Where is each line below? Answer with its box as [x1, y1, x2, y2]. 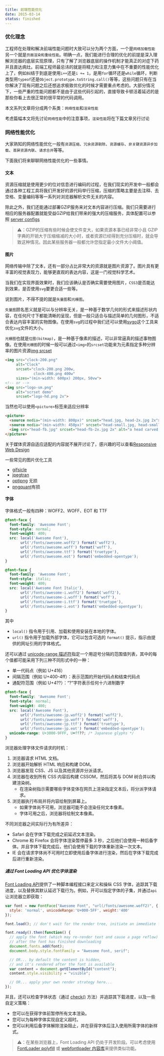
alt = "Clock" [16, 362, 41, 367]
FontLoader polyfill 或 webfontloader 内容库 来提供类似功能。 [17, 1046, 139, 1052]
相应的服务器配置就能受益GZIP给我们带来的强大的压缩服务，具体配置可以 [5, 211, 152, 216]
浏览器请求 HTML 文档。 [12, 755, 61, 761]
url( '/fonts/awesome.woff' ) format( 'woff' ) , [20, 545, 112, 550]
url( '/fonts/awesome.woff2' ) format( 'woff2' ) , [20, 540, 117, 545]
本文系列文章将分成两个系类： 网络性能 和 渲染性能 [5, 105, 99, 111]
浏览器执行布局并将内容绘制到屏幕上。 [12, 798, 89, 804]
